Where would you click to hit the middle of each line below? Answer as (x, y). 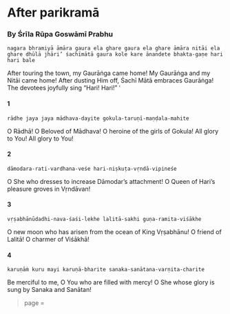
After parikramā (53, 13)
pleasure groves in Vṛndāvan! (49, 189)
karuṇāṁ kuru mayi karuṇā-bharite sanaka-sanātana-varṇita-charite (106, 270)
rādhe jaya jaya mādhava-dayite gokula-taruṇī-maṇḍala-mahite (98, 118)
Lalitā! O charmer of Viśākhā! (48, 240)
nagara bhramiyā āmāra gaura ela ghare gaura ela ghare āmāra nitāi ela (114, 49)
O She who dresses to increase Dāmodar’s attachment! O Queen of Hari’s (111, 181)
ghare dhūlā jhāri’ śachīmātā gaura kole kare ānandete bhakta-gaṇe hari (115, 54)
